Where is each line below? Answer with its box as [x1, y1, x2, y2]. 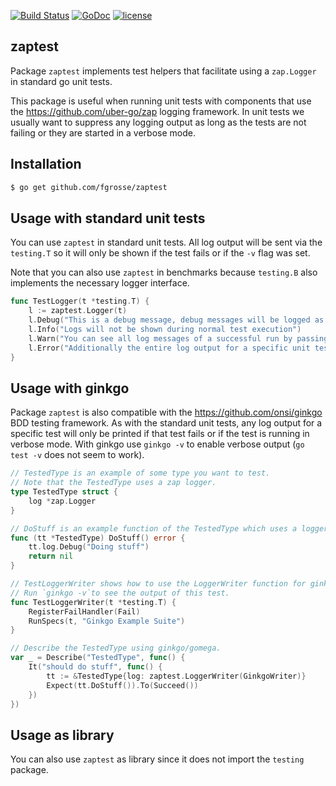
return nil [28, 551, 74, 562]
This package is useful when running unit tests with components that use [10, 95, 312, 107]
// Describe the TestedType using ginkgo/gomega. [10, 643, 222, 654]
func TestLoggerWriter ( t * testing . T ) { [10, 597, 177, 607]
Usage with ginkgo [10, 380, 130, 397]
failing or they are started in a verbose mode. [10, 126, 196, 139]
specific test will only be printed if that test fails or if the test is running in [10, 428, 310, 440]
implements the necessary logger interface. [10, 277, 190, 289]
